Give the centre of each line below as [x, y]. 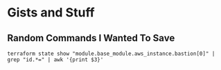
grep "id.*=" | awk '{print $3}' [55, 60]
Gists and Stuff [51, 13]
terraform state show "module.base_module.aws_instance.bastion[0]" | [111, 54]
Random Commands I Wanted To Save [91, 38]
